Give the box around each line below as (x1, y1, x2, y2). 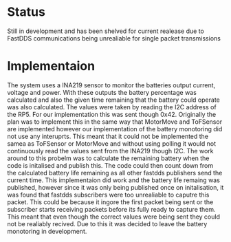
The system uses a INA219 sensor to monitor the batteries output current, (7, 80, 216, 89)
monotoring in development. (7, 227, 87, 235)
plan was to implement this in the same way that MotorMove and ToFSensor (7, 118, 222, 126)
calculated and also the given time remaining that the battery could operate (7, 96, 220, 104)
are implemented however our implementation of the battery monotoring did (7, 124, 223, 133)
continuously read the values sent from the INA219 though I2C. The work (7, 146, 214, 155)
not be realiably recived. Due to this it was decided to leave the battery (7, 219, 208, 228)
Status (7, 4, 46, 20)
